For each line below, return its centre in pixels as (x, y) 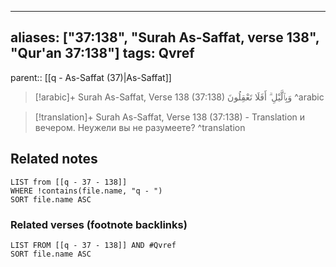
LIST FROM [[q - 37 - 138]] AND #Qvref (93, 245)
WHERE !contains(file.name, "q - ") (86, 191)
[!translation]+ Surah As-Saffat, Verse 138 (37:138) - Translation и (170, 117)
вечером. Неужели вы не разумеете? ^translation (140, 127)
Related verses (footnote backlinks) (99, 224)
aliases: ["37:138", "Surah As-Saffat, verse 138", (165, 37)
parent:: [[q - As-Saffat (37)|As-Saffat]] (91, 77)
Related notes (54, 159)
